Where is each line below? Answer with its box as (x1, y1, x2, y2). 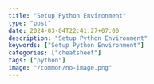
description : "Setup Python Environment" (8, 34, 148, 42)
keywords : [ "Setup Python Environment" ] (8, 42, 145, 50)
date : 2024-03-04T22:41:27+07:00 (8, 26, 120, 34)
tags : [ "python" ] (8, 57, 66, 65)
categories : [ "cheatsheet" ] (8, 49, 102, 57)
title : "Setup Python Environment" (8, 11, 127, 20)
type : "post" (8, 19, 52, 27)
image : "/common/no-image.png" (8, 64, 113, 72)
